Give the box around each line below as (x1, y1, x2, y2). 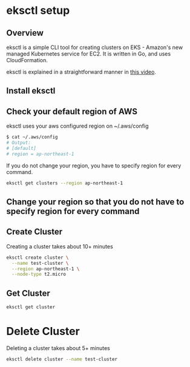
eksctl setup (6, 4, 70, 18)
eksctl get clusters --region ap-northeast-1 (6, 180, 123, 186)
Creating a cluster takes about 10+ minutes (6, 242, 113, 250)
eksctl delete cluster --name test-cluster (6, 356, 118, 362)
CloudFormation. (6, 57, 48, 63)
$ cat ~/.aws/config (6, 134, 59, 140)
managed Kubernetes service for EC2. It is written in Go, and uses (6, 50, 171, 57)
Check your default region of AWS (6, 106, 138, 117)
